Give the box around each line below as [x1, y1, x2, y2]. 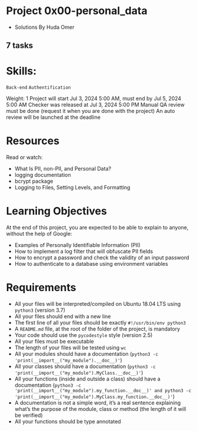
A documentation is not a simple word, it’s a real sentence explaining [14, 399, 181, 406]
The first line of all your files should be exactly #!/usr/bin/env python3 [14, 319, 186, 326]
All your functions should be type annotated [14, 418, 122, 425]
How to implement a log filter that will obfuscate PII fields [14, 248, 153, 255]
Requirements [6, 281, 76, 295]
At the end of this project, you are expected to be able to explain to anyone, [6, 224, 189, 231]
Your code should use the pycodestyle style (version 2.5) [14, 332, 153, 339]
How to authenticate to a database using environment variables [14, 260, 169, 268]
